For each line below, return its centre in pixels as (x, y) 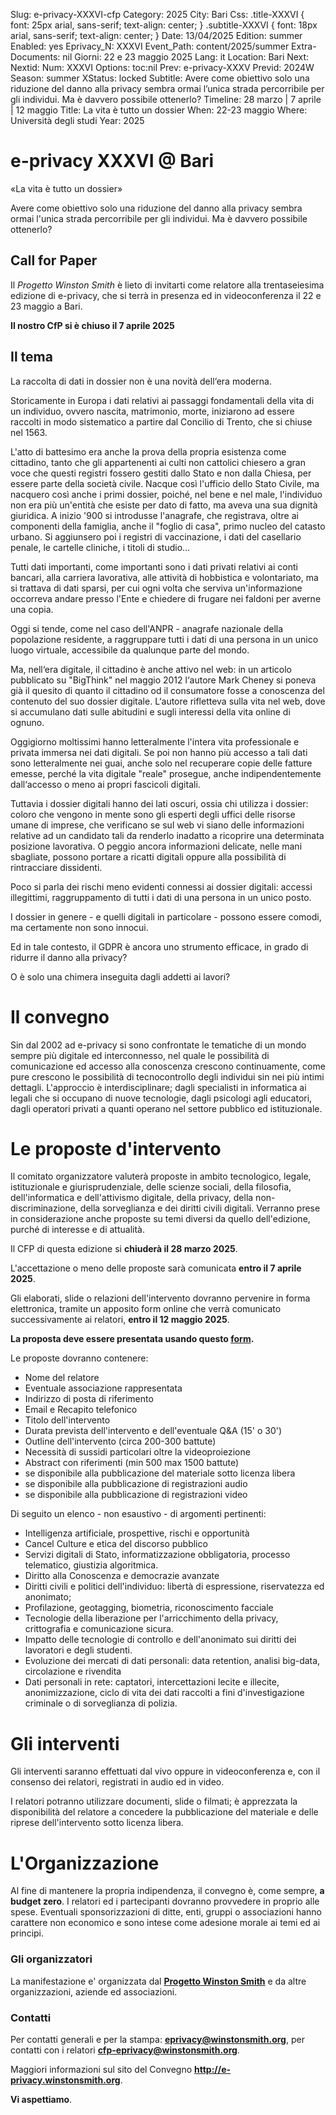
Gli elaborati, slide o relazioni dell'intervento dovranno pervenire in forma (160, 1298)
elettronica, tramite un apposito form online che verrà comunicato (146, 1309)
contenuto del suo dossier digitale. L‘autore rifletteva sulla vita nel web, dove (168, 701)
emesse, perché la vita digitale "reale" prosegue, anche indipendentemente (166, 773)
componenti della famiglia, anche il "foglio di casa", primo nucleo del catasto (168, 526)
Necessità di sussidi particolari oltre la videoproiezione (137, 1452)
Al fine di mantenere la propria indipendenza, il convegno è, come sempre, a (167, 1891)
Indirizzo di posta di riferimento (89, 1399)
